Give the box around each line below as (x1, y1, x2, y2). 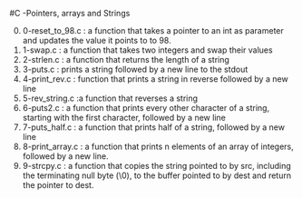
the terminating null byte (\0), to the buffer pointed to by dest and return (22, 170, 292, 181)
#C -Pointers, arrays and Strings (9, 8, 131, 18)
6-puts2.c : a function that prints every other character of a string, (22, 103, 270, 113)
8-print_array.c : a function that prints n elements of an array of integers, (22, 141, 295, 152)
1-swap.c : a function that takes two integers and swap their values (22, 45, 274, 55)
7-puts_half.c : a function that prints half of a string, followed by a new (22, 122, 286, 133)
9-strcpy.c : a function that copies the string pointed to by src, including (22, 161, 292, 171)
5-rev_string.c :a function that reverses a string (22, 93, 198, 104)
